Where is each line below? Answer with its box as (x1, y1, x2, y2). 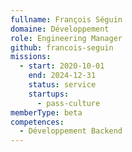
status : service (28, 80, 97, 90)
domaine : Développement (10, 24, 110, 34)
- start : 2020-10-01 (19, 61, 105, 71)
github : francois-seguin (10, 42, 114, 53)
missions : (10, 52, 52, 62)
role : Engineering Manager (10, 33, 123, 43)
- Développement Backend (19, 126, 123, 136)
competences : (10, 117, 65, 127)
